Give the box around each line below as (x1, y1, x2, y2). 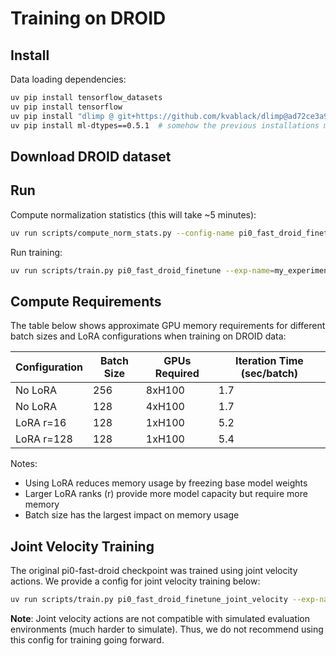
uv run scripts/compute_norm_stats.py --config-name (10, 228, 235, 238)
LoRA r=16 (15, 416, 67, 430)
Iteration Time (234, 354, 304, 368)
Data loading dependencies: (10, 73, 127, 85)
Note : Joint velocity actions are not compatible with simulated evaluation (10, 612, 311, 624)
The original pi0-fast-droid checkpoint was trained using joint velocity (10, 565, 298, 577)
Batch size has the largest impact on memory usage (24, 509, 240, 521)
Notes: (10, 458, 38, 470)
